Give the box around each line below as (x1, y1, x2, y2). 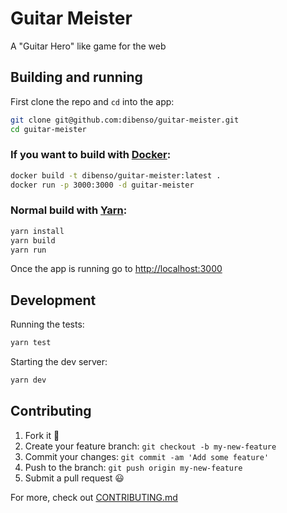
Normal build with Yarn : (10, 203, 128, 217)
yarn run (10, 245, 47, 255)
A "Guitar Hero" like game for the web (10, 40, 167, 52)
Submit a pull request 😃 (24, 472, 125, 484)
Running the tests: (10, 318, 85, 331)
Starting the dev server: (10, 356, 108, 368)
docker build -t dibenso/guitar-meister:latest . (10, 170, 222, 181)
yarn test (10, 338, 52, 348)
